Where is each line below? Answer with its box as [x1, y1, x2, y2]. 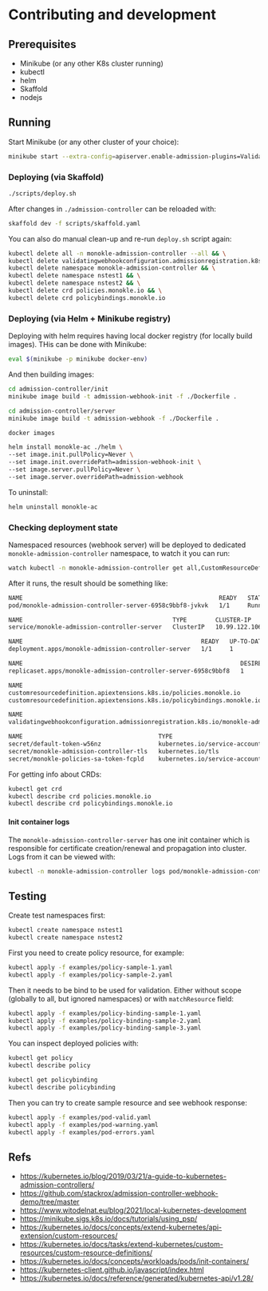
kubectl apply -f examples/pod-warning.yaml [8, 1121, 159, 1129]
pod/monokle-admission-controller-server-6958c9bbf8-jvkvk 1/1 [8, 602, 230, 610]
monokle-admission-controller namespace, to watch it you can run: [8, 548, 230, 558]
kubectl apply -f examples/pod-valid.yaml [8, 1113, 152, 1121]
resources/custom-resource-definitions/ [19, 1248, 153, 1257]
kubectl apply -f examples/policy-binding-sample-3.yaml [8, 1024, 202, 1033]
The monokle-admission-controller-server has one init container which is [8, 834, 250, 845]
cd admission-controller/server [8, 406, 116, 415]
